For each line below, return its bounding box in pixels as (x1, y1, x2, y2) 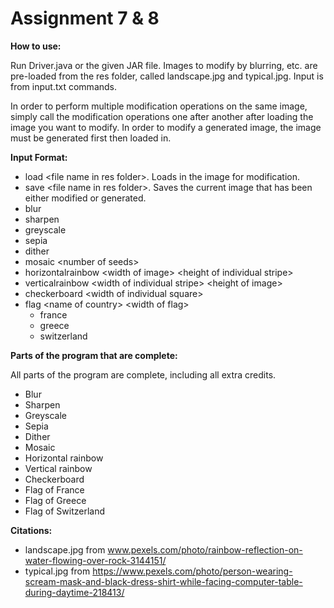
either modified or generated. (24, 192, 147, 204)
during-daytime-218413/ (24, 586, 125, 598)
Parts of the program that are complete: (10, 349, 178, 361)
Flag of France (24, 483, 85, 496)
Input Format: (10, 151, 68, 163)
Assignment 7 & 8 (10, 7, 160, 30)
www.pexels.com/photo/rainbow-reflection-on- (107, 543, 303, 556)
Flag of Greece (24, 494, 87, 506)
